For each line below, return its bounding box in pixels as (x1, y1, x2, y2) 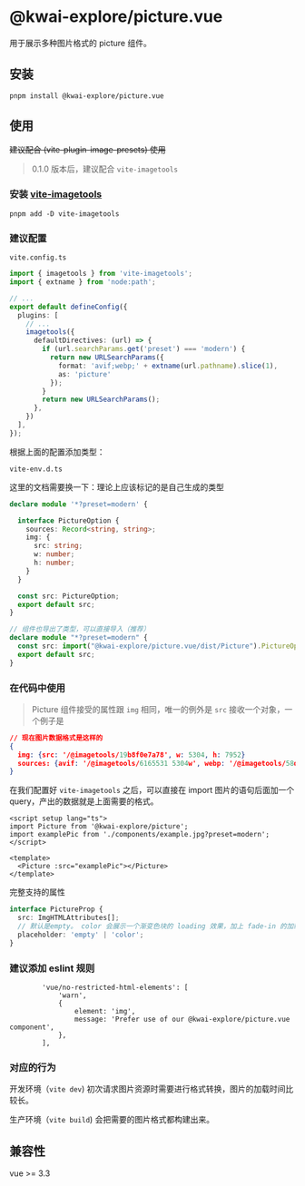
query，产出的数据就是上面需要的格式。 (9, 796, 159, 807)
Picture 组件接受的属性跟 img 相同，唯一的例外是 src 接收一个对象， (31, 703, 285, 714)
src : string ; (33, 542, 84, 551)
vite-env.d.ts (9, 465, 64, 474)
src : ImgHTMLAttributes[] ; (17, 914, 120, 923)
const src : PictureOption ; (17, 592, 120, 601)
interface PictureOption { (17, 515, 120, 525)
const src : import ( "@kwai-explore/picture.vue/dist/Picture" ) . (17, 642, 261, 651)
